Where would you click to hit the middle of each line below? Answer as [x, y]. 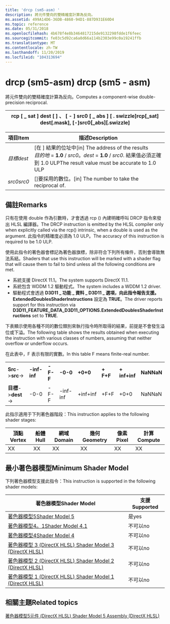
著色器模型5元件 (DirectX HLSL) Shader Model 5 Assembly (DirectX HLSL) [82, 616]
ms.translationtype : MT [30, 43]
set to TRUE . [45, 316]
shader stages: [21, 420]
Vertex [18, 440]
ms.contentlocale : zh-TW [31, 48]
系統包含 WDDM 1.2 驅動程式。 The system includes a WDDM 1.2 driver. [87, 287]
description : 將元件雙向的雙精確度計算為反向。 [50, 15]
